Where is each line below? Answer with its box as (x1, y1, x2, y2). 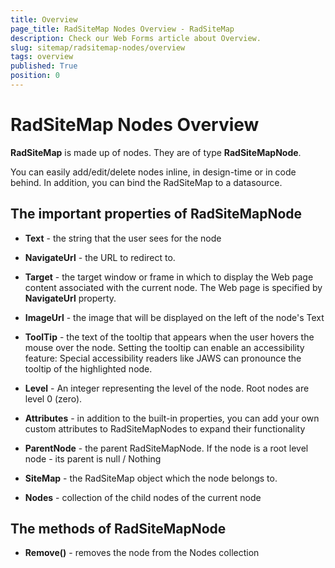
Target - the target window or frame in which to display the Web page (24, 271, 314, 283)
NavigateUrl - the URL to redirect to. (24, 251, 176, 263)
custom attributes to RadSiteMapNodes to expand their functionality (24, 422, 306, 435)
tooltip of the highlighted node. (24, 362, 153, 375)
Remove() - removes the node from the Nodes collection (24, 547, 260, 559)
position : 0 (10, 71, 60, 81)
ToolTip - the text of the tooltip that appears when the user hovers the (24, 331, 315, 343)
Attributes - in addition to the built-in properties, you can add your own (24, 412, 320, 424)
